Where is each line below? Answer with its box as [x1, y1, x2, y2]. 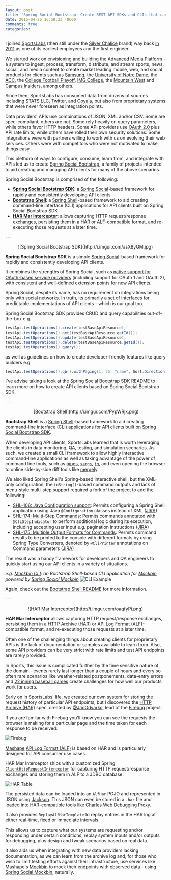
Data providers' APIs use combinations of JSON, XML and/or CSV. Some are [5, 113, 165, 120]
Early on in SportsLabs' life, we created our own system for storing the [5, 694, 154, 700]
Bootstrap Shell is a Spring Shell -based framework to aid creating [5, 419, 144, 425]
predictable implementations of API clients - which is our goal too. [5, 300, 144, 307]
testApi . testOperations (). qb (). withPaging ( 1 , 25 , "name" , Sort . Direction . [5, 369, 167, 374]
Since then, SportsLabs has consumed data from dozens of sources [5, 93, 148, 99]
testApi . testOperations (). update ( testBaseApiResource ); [5, 335, 126, 340]
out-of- [147, 310, 163, 316]
